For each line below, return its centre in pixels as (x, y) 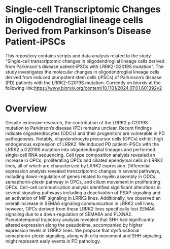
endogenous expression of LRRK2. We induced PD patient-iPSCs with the (82, 144)
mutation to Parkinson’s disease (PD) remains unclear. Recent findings (79, 128)
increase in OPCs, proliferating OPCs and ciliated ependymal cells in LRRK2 (84, 160)
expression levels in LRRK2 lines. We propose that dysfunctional (72, 230)
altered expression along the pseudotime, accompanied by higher (74, 225)
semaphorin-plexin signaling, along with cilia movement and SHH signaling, (84, 236)
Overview (26, 109)
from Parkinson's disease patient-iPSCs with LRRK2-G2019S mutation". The (84, 66)
